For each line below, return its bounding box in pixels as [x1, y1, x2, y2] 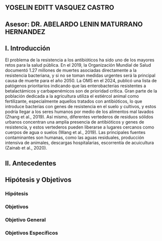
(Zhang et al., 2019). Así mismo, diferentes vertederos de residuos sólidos [5, 114, 154, 120]
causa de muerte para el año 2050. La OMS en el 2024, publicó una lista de [5, 78, 157, 84]
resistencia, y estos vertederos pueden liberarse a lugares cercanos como [5, 124, 155, 130]
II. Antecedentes [5, 159, 57, 167]
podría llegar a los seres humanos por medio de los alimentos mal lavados [5, 109, 154, 115]
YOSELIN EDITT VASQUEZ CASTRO [5, 3, 115, 12]
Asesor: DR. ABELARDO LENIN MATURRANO [5, 20, 143, 28]
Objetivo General [5, 216, 46, 223]
